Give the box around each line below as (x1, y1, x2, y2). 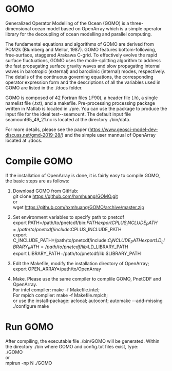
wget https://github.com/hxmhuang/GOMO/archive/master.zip (12, 204, 145, 210)
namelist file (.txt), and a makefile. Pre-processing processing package (5, 100, 156, 106)
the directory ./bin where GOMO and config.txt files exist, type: (5, 344, 139, 350)
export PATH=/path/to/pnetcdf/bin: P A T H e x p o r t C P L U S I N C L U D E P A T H (12, 219, 158, 227)
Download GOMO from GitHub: (12, 188, 79, 194)
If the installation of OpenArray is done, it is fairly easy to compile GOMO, (5, 172, 160, 178)
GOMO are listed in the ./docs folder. (5, 84, 83, 90)
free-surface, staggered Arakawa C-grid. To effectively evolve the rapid (5, 52, 158, 58)
